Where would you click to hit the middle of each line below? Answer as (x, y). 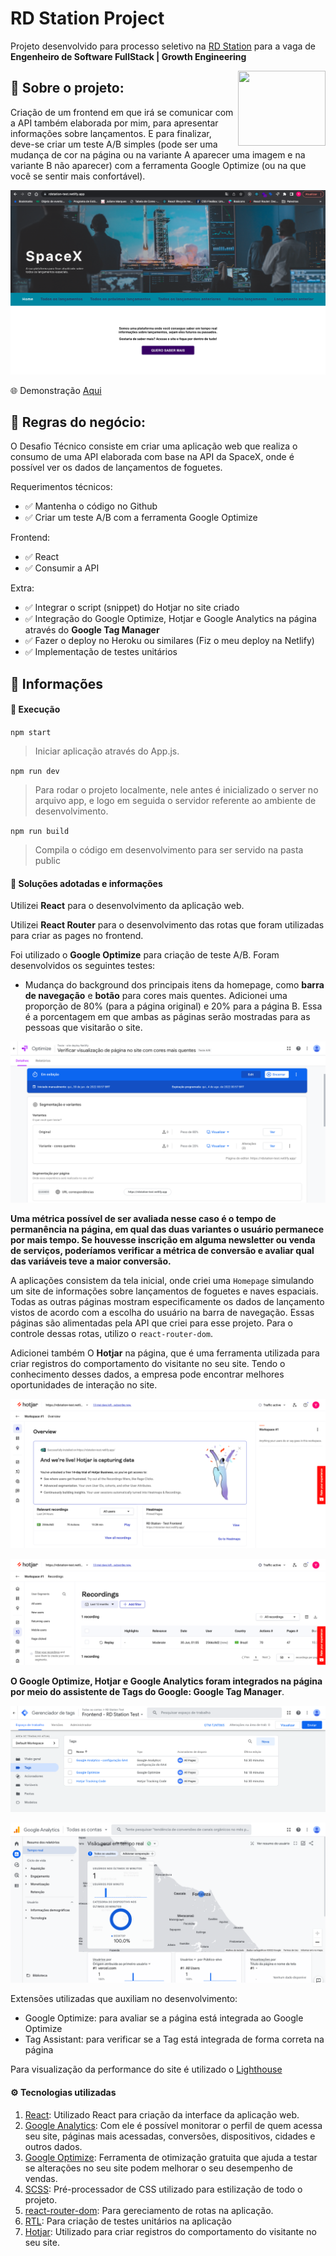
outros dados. (53, 2146)
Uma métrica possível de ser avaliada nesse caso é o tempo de (143, 1219)
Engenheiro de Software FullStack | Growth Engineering (128, 56)
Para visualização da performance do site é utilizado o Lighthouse (146, 2069)
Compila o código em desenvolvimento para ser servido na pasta (169, 849)
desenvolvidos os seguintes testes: (83, 966)
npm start (31, 732)
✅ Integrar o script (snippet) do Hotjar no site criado (132, 608)
